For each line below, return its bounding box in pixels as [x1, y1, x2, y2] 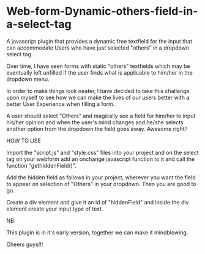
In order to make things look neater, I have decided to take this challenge [6, 87, 190, 94]
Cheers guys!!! [6, 241, 43, 248]
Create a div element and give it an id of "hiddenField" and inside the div [6, 198, 189, 206]
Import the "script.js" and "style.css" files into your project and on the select [6, 149, 199, 156]
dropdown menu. [6, 75, 50, 83]
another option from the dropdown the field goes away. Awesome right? [6, 125, 188, 132]
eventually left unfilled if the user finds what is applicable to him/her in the [6, 69, 193, 76]
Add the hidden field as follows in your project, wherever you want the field [6, 173, 196, 181]
